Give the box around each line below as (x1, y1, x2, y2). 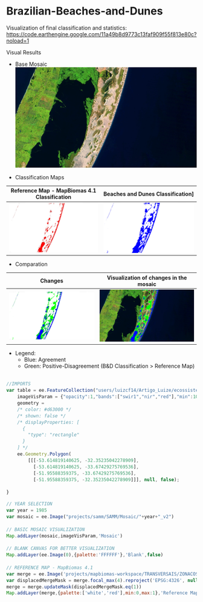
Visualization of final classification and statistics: (6, 24, 127, 31)
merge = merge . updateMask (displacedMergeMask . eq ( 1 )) (6, 584, 142, 590)
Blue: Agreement (24, 356, 66, 363)
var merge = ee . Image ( (6, 571, 63, 577)
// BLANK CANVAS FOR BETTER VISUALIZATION (6, 545, 115, 552)
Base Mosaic (14, 60, 47, 68)
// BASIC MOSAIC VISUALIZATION (6, 527, 85, 533)
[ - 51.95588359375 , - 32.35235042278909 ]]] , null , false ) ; (33, 476, 180, 482)
